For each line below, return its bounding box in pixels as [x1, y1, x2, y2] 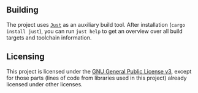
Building [6, 5, 39, 15]
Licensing [6, 52, 45, 62]
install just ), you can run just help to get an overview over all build [6, 27, 183, 35]
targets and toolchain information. [6, 33, 92, 41]
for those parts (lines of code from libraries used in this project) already [6, 74, 187, 81]
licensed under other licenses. [6, 80, 83, 88]
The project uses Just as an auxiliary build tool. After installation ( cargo [6, 21, 186, 28]
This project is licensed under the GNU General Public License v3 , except [6, 67, 192, 75]
